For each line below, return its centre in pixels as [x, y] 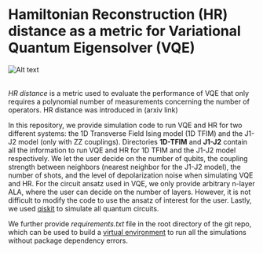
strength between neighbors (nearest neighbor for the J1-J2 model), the [125, 167]
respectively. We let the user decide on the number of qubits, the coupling [128, 158]
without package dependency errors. [68, 240]
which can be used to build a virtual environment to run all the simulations [128, 232]
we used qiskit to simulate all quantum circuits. [84, 208]
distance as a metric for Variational [124, 31]
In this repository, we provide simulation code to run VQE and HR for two [125, 125]
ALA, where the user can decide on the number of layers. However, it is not [130, 192]
